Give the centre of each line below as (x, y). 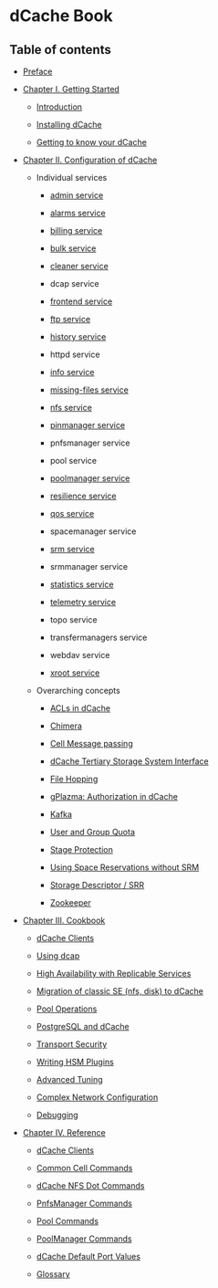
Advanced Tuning (69, 1079)
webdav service (80, 655)
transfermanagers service (99, 637)
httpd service (75, 354)
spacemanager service (93, 531)
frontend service (81, 301)
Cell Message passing (92, 743)
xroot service (75, 673)
